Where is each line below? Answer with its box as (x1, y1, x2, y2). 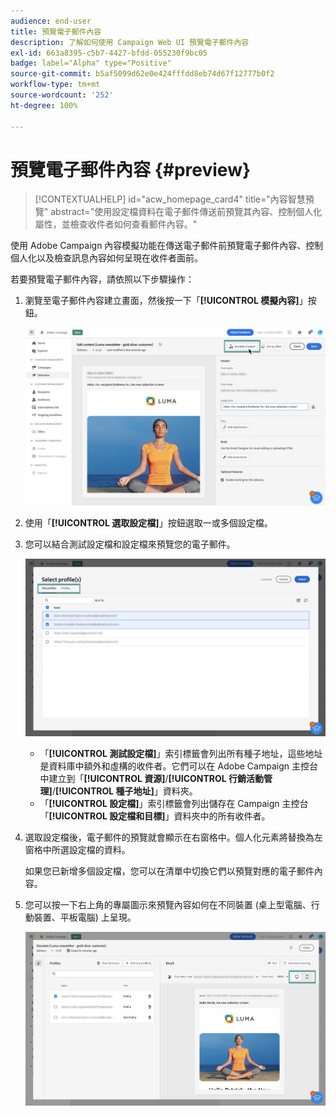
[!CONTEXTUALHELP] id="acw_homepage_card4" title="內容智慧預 (34, 193, 315, 205)
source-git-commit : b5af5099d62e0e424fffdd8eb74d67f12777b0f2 (10, 69, 275, 79)
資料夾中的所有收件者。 (173, 810, 271, 822)
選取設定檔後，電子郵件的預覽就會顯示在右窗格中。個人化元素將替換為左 (24, 831, 323, 843)
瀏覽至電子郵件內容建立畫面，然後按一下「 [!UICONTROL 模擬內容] (24, 295, 300, 307)
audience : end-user (10, 16, 92, 26)
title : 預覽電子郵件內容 (10, 26, 102, 37)
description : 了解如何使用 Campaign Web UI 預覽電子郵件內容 (10, 37, 250, 47)
